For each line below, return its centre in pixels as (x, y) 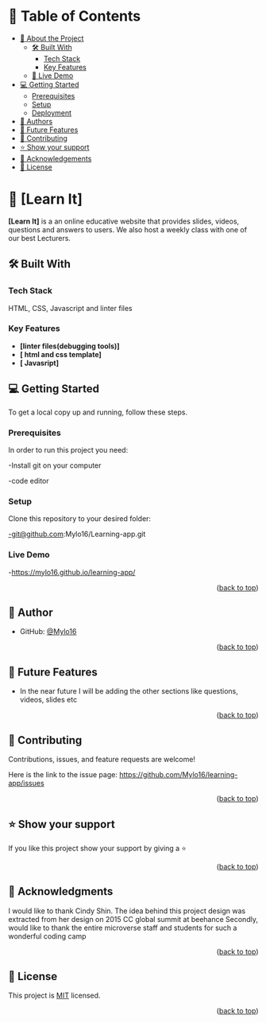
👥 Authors (36, 121)
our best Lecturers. (40, 238)
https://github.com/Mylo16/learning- (178, 774)
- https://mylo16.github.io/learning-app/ (72, 572)
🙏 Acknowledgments (61, 891)
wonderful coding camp (47, 936)
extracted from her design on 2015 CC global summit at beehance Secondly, (133, 919)
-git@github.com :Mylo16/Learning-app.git (77, 534)
